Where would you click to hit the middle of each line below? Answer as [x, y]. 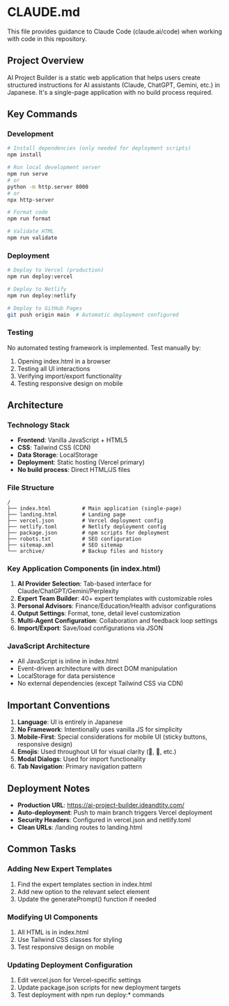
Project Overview [46, 61]
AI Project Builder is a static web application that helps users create [104, 77]
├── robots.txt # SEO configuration [74, 539]
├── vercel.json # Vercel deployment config [85, 520]
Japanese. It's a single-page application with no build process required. [110, 92]
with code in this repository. [47, 38]
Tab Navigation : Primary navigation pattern [80, 767]
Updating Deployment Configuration [70, 965]
